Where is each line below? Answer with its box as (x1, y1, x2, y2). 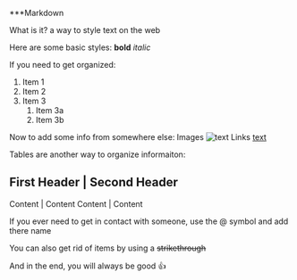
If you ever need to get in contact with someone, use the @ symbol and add (9, 216, 289, 226)
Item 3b (35, 115, 64, 125)
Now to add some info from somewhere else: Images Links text (9, 132, 267, 142)
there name (9, 225, 52, 235)
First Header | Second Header (9, 175, 179, 190)
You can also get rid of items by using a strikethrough (9, 243, 207, 253)
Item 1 (21, 77, 45, 87)
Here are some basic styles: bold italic (9, 42, 151, 53)
